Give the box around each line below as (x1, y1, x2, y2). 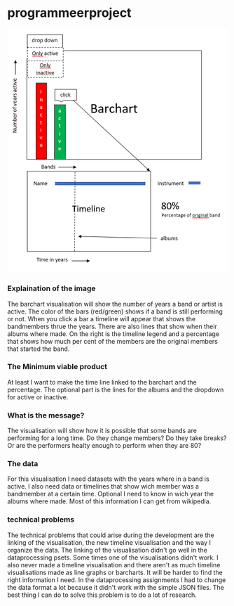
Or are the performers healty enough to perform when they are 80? (7, 441, 202, 450)
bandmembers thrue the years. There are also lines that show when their (7, 322, 217, 330)
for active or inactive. (7, 392, 69, 401)
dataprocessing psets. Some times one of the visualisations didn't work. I (7, 553, 219, 562)
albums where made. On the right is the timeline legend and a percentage (7, 329, 219, 338)
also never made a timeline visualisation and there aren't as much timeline (7, 560, 221, 569)
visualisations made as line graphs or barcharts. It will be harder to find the (7, 568, 223, 576)
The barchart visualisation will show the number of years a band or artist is (7, 299, 223, 308)
